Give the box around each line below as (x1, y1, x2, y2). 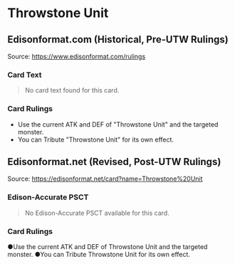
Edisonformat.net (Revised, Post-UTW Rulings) (7, 155, 221, 168)
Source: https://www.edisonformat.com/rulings (7, 52, 146, 60)
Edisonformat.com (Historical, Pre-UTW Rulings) (7, 33, 229, 46)
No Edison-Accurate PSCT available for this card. (24, 208, 169, 217)
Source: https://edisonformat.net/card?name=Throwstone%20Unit (7, 174, 203, 183)
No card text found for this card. (24, 86, 120, 95)
